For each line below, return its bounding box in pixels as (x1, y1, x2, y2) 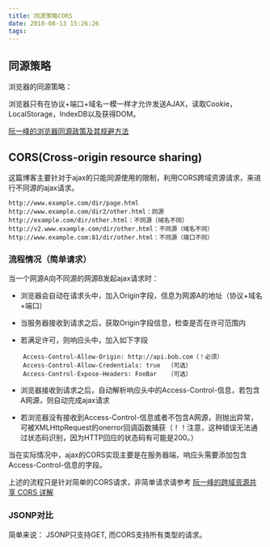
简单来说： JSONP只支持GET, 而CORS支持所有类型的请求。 (8, 529, 207, 539)
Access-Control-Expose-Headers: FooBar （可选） (23, 370, 192, 379)
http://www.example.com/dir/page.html (8, 199, 139, 207)
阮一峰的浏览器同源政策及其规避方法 (8, 126, 129, 136)
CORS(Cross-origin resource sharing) (8, 151, 202, 164)
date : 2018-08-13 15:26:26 (8, 19, 99, 28)
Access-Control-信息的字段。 (8, 460, 107, 470)
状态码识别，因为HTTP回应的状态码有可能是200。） (27, 433, 198, 443)
